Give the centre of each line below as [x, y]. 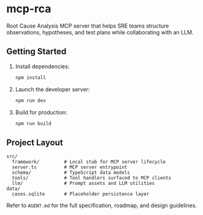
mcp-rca [29, 9]
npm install [30, 77]
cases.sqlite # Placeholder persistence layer [81, 194]
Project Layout [35, 142]
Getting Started [36, 52]
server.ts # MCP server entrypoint [70, 167]
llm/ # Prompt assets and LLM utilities [83, 183]
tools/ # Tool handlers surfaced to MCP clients [92, 178]
